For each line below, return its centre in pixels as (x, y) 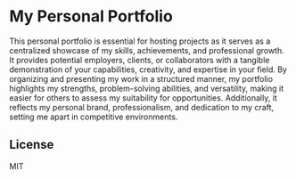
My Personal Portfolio (91, 16)
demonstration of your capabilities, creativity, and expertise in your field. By (148, 69)
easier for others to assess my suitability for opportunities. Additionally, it (144, 98)
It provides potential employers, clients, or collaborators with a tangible (140, 60)
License (32, 145)
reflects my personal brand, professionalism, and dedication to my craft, (142, 107)
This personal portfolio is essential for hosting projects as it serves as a (140, 41)
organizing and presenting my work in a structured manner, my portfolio (141, 78)
